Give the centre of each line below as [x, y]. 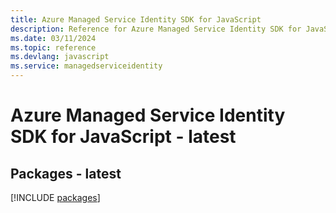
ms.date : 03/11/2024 [53, 38]
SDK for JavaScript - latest [123, 137]
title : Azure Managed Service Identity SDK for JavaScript [136, 19]
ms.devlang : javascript [60, 57]
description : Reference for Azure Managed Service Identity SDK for [156, 29]
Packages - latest [66, 173]
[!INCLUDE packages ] [55, 197]
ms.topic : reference [53, 47]
